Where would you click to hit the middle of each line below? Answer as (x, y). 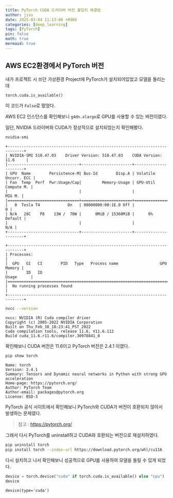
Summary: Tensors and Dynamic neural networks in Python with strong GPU (86, 374)
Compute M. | (19, 187)
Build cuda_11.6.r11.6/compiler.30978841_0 (53, 336)
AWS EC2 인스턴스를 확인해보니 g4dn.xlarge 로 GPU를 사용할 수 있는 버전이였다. (86, 117)
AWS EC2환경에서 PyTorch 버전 (55, 66)
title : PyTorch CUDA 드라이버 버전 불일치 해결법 (53, 10)
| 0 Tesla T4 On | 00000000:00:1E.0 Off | (70, 205)
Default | (16, 219)
